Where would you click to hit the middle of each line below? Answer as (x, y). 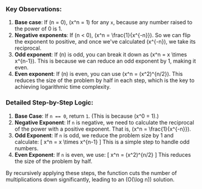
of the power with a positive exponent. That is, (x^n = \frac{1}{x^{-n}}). (103, 129)
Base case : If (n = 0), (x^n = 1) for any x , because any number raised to (103, 22)
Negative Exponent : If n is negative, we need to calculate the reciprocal (104, 122)
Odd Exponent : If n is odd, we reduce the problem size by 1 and (94, 135)
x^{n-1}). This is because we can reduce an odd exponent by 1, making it (105, 61)
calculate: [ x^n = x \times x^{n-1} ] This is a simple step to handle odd (102, 142)
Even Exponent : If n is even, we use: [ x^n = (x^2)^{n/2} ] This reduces (103, 154)
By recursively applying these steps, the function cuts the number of (91, 173)
